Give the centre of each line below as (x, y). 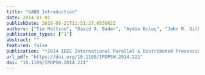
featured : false (27, 46)
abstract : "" (23, 40)
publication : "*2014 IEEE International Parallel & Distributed (90, 51)
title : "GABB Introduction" (42, 12)
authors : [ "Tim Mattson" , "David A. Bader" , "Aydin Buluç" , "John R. (97, 29)
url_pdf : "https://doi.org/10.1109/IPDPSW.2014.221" (75, 57)
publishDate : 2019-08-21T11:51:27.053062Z (61, 23)
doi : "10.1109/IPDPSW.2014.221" (47, 62)
